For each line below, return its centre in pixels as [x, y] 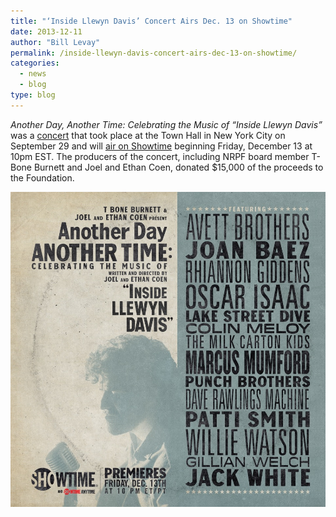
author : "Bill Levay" [55, 42]
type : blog [33, 95]
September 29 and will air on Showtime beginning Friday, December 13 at [161, 146]
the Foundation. [42, 177]
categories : [35, 63]
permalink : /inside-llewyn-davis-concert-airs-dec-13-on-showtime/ [154, 53]
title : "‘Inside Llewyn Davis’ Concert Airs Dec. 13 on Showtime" [151, 21]
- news [33, 74]
